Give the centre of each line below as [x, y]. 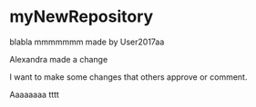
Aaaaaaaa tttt [34, 94]
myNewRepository [82, 17]
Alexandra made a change [59, 59]
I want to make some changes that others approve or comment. [128, 77]
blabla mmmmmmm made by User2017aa [87, 42]
